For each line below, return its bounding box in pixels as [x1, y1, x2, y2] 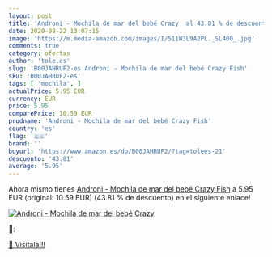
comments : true [8, 42, 60, 50]
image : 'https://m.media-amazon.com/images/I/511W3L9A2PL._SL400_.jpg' [8, 34, 255, 43]
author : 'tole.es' [8, 57, 70, 65]
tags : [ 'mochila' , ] [8, 79, 82, 87]
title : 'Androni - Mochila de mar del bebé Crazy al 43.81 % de [8, 19, 233, 27]
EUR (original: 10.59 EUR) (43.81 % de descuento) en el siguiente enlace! [8, 193, 251, 203]
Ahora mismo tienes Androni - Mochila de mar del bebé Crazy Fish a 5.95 [8, 184, 253, 194]
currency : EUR [8, 95, 57, 103]
